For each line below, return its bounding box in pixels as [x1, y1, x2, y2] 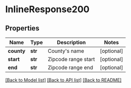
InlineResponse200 [5, 4, 90, 15]
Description [56, 39, 86, 46]
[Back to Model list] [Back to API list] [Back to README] [5, 77, 122, 83]
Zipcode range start [47, 56, 95, 63]
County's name [47, 47, 84, 54]
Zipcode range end [47, 64, 93, 71]
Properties [5, 24, 40, 33]
